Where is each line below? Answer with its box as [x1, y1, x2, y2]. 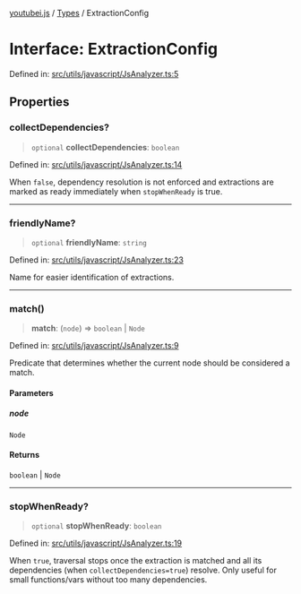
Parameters [9, 387, 54, 398]
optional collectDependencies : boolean [30, 142, 180, 152]
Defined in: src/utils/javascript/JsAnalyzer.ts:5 [9, 68, 179, 79]
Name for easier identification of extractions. [9, 271, 175, 282]
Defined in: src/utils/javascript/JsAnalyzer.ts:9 [9, 340, 179, 351]
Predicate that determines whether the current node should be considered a [9, 357, 290, 368]
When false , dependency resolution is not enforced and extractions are [9, 176, 275, 187]
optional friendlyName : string [30, 237, 148, 247]
